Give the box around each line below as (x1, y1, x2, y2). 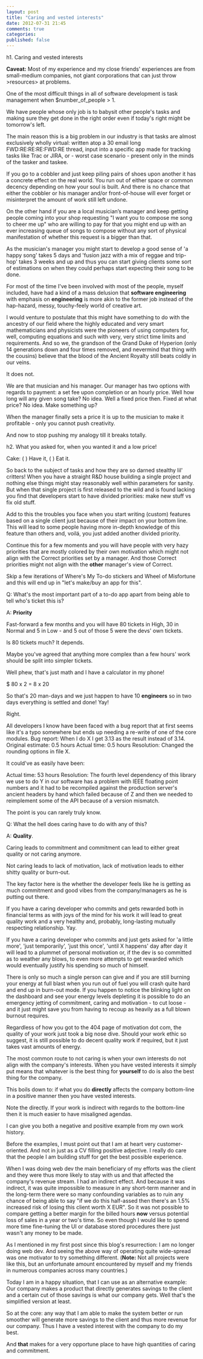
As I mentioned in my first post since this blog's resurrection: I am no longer (6, 1241, 195, 1248)
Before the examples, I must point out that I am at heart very (6, 1140, 156, 1148)
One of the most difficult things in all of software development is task (6, 90, 178, 97)
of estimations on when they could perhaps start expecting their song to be (6, 265, 194, 271)
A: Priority (6, 609, 33, 616)
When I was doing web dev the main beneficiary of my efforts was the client (6, 1165, 196, 1172)
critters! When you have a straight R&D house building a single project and (6, 473, 192, 480)
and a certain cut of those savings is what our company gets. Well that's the (6, 1291, 195, 1298)
